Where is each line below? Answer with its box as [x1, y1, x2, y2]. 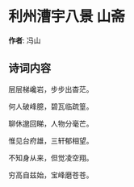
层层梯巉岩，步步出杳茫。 [8, 84, 94, 93]
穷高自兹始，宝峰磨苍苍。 [8, 170, 94, 180]
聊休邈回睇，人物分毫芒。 [8, 118, 94, 128]
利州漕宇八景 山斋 [8, 7, 125, 26]
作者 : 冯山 [8, 35, 41, 45]
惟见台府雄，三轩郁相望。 [8, 135, 94, 145]
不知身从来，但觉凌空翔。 [8, 152, 94, 162]
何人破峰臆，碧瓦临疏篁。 [8, 102, 94, 111]
